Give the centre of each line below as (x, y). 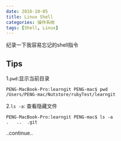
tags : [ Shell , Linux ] (32, 28)
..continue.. (19, 133)
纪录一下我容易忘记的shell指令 (42, 45)
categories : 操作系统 (31, 22)
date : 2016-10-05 (27, 11)
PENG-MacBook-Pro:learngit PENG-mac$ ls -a (60, 117)
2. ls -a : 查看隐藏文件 (32, 106)
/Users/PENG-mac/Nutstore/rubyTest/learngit (61, 95)
